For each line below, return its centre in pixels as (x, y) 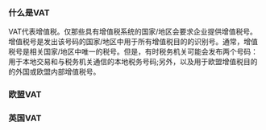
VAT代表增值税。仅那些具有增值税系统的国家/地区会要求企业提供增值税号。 (133, 32)
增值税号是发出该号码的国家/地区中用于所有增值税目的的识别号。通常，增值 (133, 42)
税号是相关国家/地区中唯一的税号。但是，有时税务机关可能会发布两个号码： (133, 52)
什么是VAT (29, 12)
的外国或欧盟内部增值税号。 (54, 72)
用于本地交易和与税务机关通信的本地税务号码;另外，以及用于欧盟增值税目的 (133, 62)
